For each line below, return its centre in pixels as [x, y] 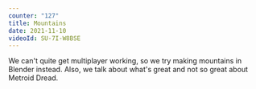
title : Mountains [37, 23]
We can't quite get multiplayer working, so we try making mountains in [125, 61]
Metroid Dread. [33, 78]
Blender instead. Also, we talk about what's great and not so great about [128, 70]
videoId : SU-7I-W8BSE [45, 38]
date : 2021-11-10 [37, 30]
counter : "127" [34, 16]
